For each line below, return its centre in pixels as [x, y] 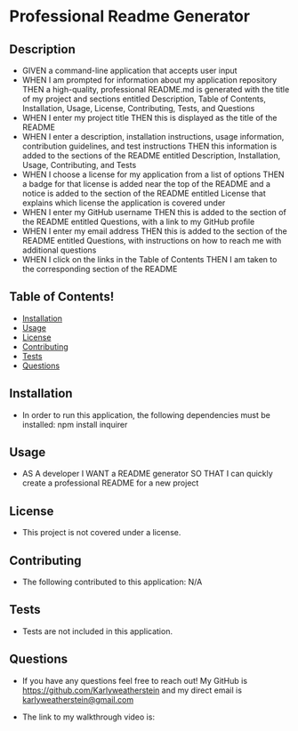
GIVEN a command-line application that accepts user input [129, 70]
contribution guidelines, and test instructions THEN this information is [149, 146]
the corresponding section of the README [100, 269]
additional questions [59, 250]
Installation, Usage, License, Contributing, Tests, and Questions [138, 108]
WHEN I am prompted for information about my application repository [149, 80]
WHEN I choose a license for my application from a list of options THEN [153, 174]
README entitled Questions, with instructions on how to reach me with [152, 241]
